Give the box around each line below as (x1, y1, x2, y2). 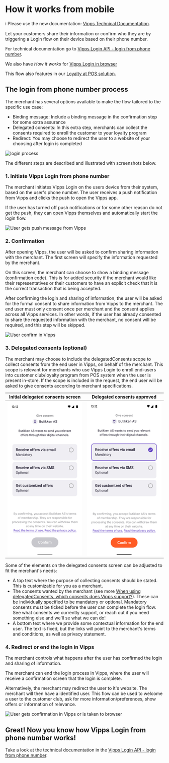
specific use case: (5, 104, 43, 110)
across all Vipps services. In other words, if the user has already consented (5, 311, 161, 317)
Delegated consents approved (92, 394, 157, 400)
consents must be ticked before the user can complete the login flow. (12, 604, 156, 610)
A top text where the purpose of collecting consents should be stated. (12, 578, 158, 584)
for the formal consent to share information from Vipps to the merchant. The (5, 301, 163, 307)
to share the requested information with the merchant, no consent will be (5, 316, 156, 323)
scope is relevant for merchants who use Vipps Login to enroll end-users (5, 366, 156, 372)
